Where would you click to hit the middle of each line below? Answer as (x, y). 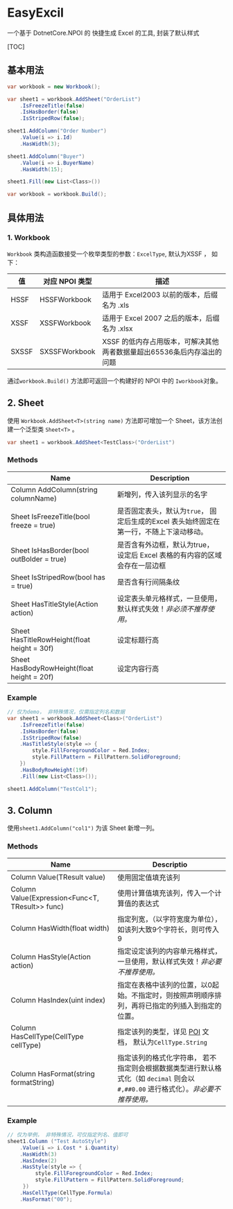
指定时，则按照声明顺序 (176, 995)
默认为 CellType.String (170, 1042)
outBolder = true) (39, 559)
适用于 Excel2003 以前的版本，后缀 (160, 295)
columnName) (34, 498)
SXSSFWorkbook (67, 351)
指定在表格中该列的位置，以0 (165, 984)
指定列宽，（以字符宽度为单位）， (170, 919)
